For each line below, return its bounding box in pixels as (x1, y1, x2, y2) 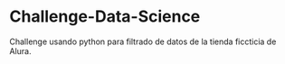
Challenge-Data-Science (9, 6, 201, 27)
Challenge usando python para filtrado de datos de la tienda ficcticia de (9, 36, 277, 47)
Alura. (9, 45, 32, 56)
